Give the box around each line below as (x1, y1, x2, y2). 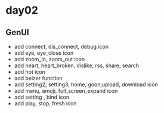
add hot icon (14, 68, 45, 75)
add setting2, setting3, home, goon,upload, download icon (14, 81, 159, 88)
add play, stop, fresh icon (14, 100, 77, 107)
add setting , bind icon (14, 93, 70, 101)
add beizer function (14, 75, 63, 81)
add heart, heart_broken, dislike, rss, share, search (14, 62, 140, 69)
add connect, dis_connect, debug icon (14, 43, 109, 50)
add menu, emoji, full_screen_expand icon (14, 87, 118, 94)
